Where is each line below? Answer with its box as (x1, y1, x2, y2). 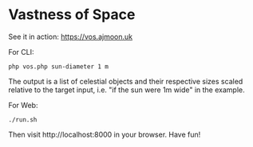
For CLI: (8, 47, 34, 56)
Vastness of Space (8, 6, 136, 24)
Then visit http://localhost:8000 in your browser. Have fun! (8, 130, 201, 139)
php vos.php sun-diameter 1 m (8, 62, 109, 71)
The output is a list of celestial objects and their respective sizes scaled (8, 76, 243, 86)
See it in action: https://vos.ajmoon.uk (8, 32, 133, 41)
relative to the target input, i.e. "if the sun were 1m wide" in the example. (8, 85, 245, 95)
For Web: (8, 100, 38, 110)
